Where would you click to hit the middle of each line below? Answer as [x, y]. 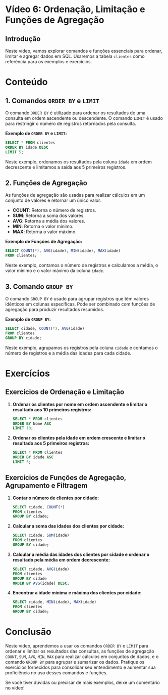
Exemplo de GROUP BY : [28, 319]
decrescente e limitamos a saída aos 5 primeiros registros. [66, 167]
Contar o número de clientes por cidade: [56, 498]
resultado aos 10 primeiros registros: [52, 409]
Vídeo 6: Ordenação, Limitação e [75, 9]
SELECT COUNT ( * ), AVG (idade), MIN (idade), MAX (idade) [63, 251]
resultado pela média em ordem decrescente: [61, 559]
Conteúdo [26, 82]
